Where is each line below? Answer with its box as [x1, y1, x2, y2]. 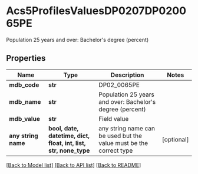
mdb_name [9, 97, 41, 106]
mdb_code [9, 81, 39, 89]
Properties [6, 53, 46, 63]
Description [110, 71, 144, 79]
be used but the [98, 132, 143, 140]
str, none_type [48, 146, 90, 155]
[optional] [161, 135, 189, 143]
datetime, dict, [48, 132, 90, 140]
